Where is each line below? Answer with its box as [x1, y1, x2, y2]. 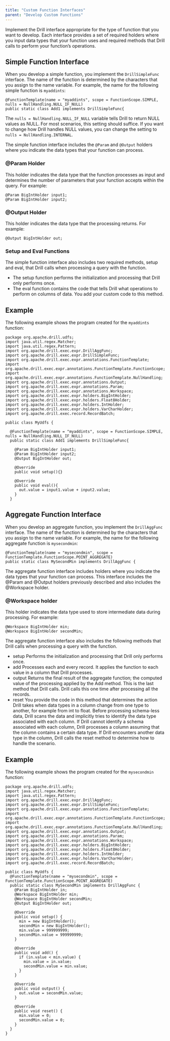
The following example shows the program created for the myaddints [5, 319, 150, 326]
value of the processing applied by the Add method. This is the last [12, 680, 154, 687]
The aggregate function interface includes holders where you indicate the [5, 568, 160, 574]
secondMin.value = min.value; [23, 964, 88, 969]
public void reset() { [14, 1008, 63, 1013]
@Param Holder [5, 160, 45, 167]
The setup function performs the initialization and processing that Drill [12, 275, 160, 281]
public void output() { [14, 986, 65, 991]
